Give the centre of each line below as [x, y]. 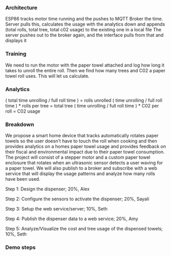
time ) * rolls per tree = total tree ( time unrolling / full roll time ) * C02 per [82, 105]
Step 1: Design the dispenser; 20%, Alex [47, 189]
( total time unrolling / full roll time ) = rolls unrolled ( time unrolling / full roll [84, 100]
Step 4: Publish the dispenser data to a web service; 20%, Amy [72, 219]
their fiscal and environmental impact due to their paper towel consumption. [85, 152]
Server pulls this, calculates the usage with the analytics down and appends [85, 24]
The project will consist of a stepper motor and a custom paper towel [78, 157]
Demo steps [20, 247]
